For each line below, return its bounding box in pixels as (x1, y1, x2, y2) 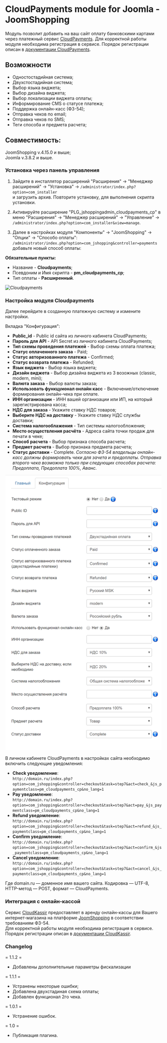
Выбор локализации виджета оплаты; (12, 95, 93, 101)
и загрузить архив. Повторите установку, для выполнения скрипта (12, 194, 155, 200)
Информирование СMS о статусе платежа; (12, 101, 104, 106)
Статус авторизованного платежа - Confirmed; (12, 354, 114, 360)
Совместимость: (5, 136, 61, 145)
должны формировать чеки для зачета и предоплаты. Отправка (23, 454, 162, 461)
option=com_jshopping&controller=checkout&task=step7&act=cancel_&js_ (12, 866, 162, 871)
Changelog (5, 943, 32, 950)
